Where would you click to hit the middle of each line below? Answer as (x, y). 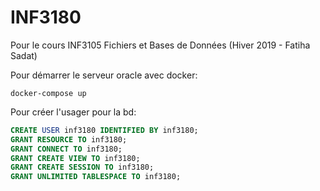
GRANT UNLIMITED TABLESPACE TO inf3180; (96, 177)
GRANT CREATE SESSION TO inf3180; (82, 167)
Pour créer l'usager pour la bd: (73, 112)
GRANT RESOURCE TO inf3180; (69, 139)
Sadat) (24, 55)
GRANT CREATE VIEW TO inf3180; (75, 158)
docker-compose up (48, 93)
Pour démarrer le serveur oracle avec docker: (104, 75)
